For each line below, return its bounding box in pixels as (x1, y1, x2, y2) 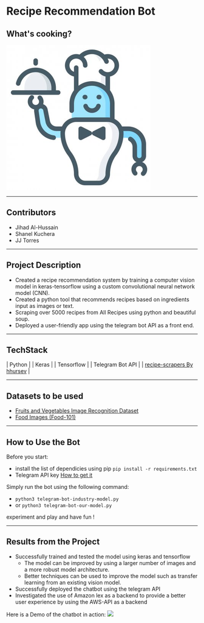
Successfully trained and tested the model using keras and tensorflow (15, 553, 191, 560)
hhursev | (6, 368, 30, 375)
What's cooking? (6, 29, 72, 39)
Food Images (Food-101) (15, 413, 76, 421)
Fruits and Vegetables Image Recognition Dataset (15, 407, 139, 415)
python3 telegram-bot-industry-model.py (15, 496, 119, 502)
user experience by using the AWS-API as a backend (15, 598, 148, 605)
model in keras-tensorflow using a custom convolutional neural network (15, 282, 195, 290)
